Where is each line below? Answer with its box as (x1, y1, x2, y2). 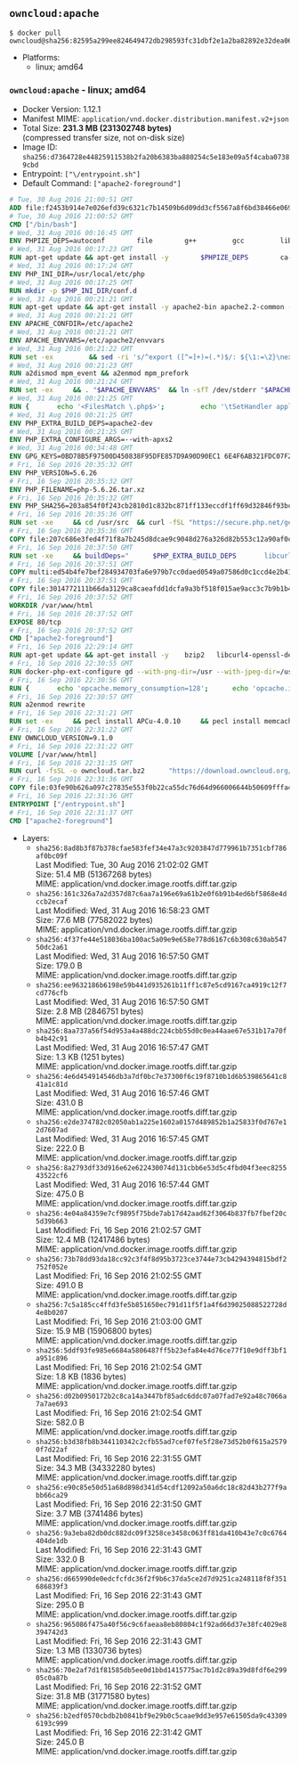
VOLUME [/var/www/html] (9, 750, 98, 759)
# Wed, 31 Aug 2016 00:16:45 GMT (9, 228, 133, 237)
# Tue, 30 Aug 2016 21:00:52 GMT (9, 211, 133, 221)
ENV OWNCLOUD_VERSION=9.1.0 (9, 733, 114, 742)
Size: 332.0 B (35, 1554, 85, 1565)
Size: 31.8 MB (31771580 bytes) (35, 1690, 150, 1701)
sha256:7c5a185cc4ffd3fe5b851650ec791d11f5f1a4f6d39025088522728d (35, 1300, 287, 1309)
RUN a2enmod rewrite (9, 700, 86, 709)
